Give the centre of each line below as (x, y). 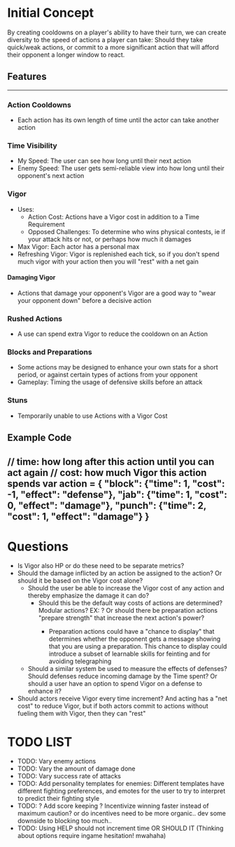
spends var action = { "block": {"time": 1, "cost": (116, 483)
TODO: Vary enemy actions (57, 761)
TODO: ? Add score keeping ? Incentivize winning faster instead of (113, 806)
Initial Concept (51, 13)
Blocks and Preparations (50, 352)
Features (27, 77)
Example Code (40, 438)
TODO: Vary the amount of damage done (76, 768)
